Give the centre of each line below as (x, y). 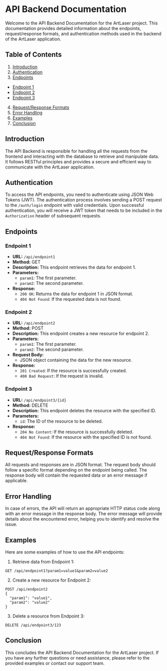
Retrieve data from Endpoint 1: (43, 562)
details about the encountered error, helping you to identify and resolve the (82, 519)
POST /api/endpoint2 (27, 590)
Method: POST (28, 328)
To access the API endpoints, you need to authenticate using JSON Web (79, 195)
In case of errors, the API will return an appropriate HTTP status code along (83, 509)
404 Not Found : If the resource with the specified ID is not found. (86, 437)
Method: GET (26, 262)
